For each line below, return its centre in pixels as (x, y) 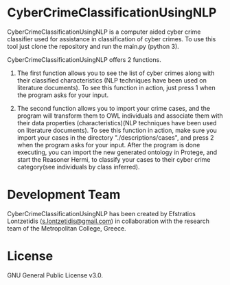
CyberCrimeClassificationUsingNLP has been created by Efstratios (101, 213)
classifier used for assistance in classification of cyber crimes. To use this (112, 39)
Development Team (64, 195)
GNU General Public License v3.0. (55, 275)
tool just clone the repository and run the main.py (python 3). (93, 46)
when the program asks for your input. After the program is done (108, 145)
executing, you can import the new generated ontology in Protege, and (117, 152)
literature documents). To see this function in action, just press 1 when (116, 87)
